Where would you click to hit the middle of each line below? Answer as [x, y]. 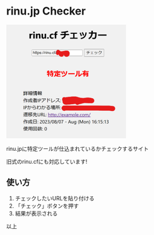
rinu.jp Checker [46, 11]
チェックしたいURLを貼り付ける [55, 198]
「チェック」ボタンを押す [47, 206]
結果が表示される [36, 213]
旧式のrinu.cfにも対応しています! [47, 161]
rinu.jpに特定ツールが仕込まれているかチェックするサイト [78, 148]
